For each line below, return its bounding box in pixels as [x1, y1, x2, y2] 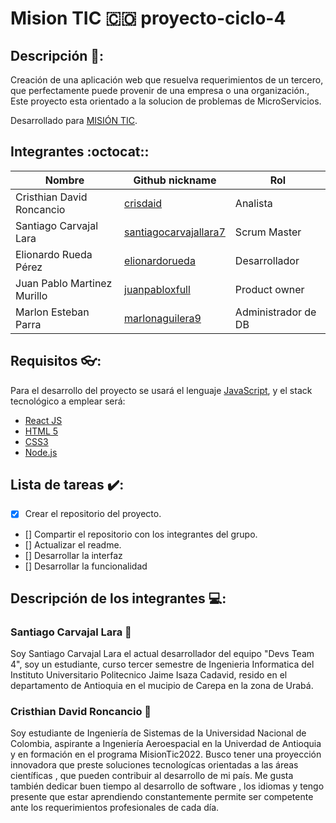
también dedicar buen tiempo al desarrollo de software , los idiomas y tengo [10, 780, 325, 792]
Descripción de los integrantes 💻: [10, 590, 227, 607]
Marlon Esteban [15, 305, 90, 319]
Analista [234, 196, 273, 210]
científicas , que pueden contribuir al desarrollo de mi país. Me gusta [10, 770, 294, 782]
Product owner [234, 282, 305, 296]
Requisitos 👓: [10, 353, 102, 370]
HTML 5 [24, 425, 59, 437]
